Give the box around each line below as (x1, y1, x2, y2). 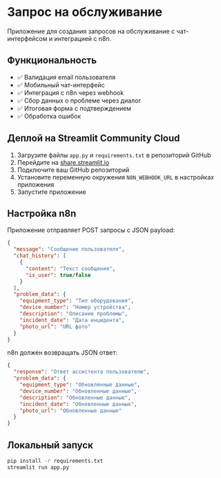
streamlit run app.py (7, 463, 70, 471)
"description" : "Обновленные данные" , (19, 394, 131, 401)
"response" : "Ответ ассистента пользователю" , (13, 369, 150, 375)
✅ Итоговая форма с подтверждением (17, 104, 132, 112)
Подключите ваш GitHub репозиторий (17, 166, 130, 174)
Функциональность (7, 55, 97, 67)
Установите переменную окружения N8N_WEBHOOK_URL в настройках (17, 172, 214, 181)
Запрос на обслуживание (7, 4, 163, 20)
